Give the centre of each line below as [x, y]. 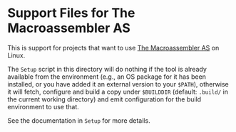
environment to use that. [43, 106]
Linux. [16, 55]
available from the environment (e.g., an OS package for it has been [107, 77]
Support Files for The [71, 13]
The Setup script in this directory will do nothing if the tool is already [107, 69]
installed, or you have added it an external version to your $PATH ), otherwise [118, 84]
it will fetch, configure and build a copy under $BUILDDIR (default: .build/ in [118, 92]
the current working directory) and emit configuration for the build [104, 99]
